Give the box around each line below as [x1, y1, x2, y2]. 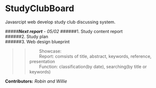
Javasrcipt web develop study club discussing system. [5, 19, 116, 25]
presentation [29, 58, 55, 64]
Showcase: [39, 48, 62, 54]
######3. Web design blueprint [5, 38, 70, 44]
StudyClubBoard [5, 3, 75, 14]
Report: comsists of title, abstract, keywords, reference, [39, 53, 152, 59]
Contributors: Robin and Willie [5, 78, 67, 84]
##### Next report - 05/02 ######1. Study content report [5, 28, 123, 34]
